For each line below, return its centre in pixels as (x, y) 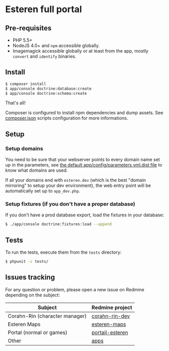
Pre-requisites (28, 28)
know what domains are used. (37, 170)
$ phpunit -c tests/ (27, 262)
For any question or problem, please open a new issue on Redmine (75, 289)
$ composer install (26, 84)
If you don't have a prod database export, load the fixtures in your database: (85, 215)
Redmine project (112, 307)
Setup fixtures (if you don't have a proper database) (70, 204)
